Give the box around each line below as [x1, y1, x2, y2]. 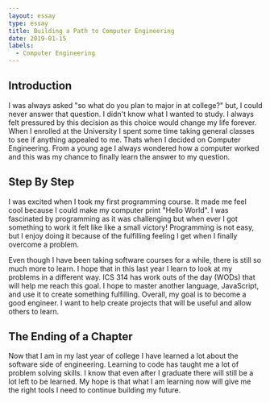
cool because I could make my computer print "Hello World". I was [8, 205, 229, 214]
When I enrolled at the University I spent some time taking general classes [8, 126, 255, 135]
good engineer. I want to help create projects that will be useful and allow [8, 297, 252, 307]
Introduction [8, 79, 73, 93]
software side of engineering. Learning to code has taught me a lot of [8, 359, 239, 369]
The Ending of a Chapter [8, 330, 133, 343]
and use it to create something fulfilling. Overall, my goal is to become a [8, 289, 247, 299]
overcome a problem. [8, 239, 79, 249]
